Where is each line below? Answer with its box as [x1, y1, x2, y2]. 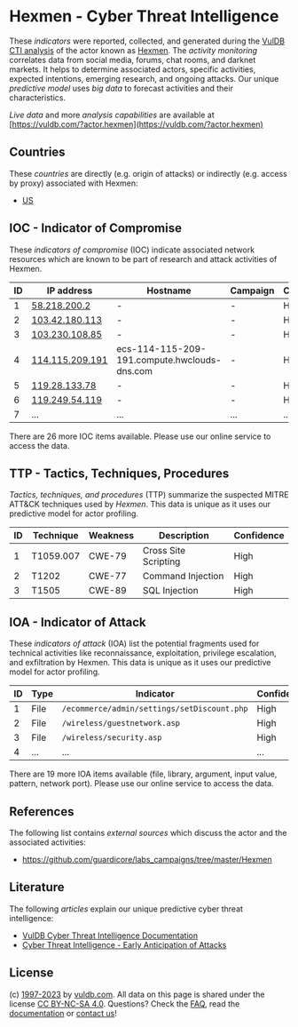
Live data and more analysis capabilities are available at [9, 109, 215, 120]
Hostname [145, 284, 192, 297]
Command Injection [142, 570, 224, 583]
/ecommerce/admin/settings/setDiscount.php [61, 704, 248, 714]
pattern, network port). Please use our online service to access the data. [9, 778, 274, 789]
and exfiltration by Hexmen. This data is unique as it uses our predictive [9, 657, 271, 668]
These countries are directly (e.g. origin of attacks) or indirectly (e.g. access [9, 168, 288, 179]
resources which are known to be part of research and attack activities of [9, 253, 278, 264]
